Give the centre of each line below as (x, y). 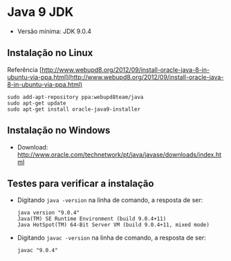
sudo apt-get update (37, 103)
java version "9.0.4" (48, 213)
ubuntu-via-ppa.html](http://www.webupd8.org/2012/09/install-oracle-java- (115, 77)
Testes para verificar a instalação (81, 183)
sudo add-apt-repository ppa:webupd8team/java (75, 97)
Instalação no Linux (50, 53)
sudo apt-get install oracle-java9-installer (74, 109)
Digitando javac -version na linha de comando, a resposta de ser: (111, 238)
